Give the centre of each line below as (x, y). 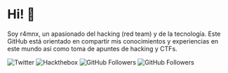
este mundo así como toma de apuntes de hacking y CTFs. (92, 48)
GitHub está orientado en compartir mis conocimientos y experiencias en (113, 41)
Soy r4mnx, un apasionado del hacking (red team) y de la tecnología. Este (114, 34)
